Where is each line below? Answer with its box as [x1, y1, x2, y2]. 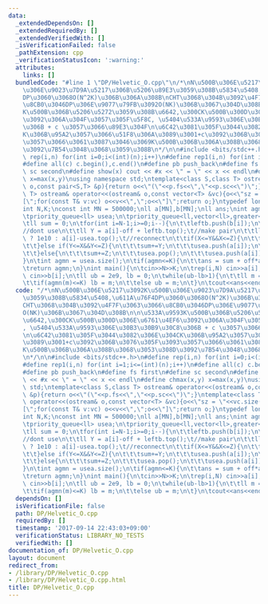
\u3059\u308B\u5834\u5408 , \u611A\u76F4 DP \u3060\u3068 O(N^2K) [22, 294, 230, 302]
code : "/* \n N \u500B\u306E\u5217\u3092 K [15, 287, 148, 295]
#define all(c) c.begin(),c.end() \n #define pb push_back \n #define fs [22, 161, 259, 169]
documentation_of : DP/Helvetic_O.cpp [8, 546, 134, 554]
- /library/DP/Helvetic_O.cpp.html [8, 576, 127, 584]
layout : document [8, 554, 66, 562]
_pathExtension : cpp [15, 49, 84, 57]
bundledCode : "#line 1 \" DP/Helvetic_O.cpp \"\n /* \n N [15, 78, 195, 86]
